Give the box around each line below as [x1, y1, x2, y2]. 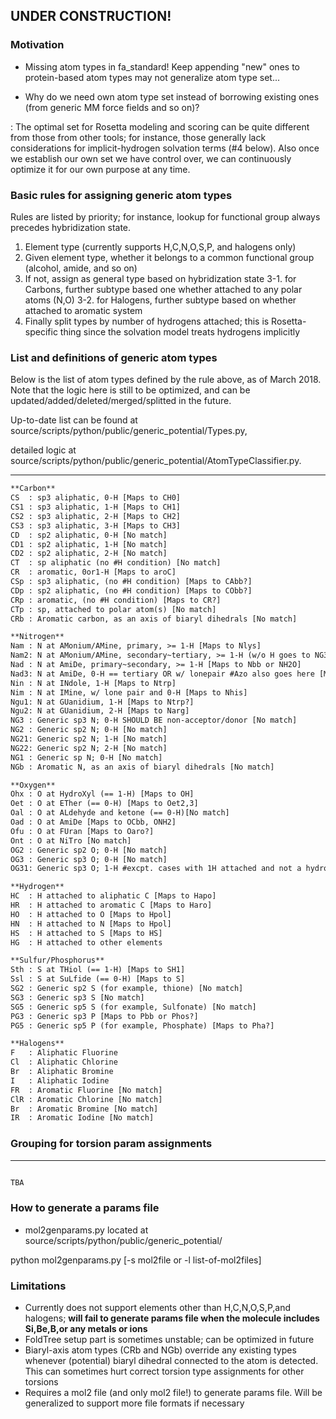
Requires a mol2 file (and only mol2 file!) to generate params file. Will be [24, 1387, 323, 1399]
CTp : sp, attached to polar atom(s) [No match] [10, 604, 217, 614]
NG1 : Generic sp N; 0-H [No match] [10, 752, 163, 763]
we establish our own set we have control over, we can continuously [10, 152, 292, 164]
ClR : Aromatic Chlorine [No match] [10, 1094, 163, 1104]
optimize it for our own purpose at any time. [10, 163, 191, 175]
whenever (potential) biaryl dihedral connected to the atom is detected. [24, 1355, 319, 1367]
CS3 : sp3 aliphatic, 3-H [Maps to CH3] [10, 520, 182, 531]
